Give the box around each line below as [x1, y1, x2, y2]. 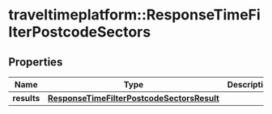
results [12, 93, 40, 103]
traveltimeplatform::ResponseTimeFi [8, 6, 261, 24]
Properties [8, 55, 63, 69]
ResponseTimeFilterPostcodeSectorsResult [47, 93, 220, 103]
